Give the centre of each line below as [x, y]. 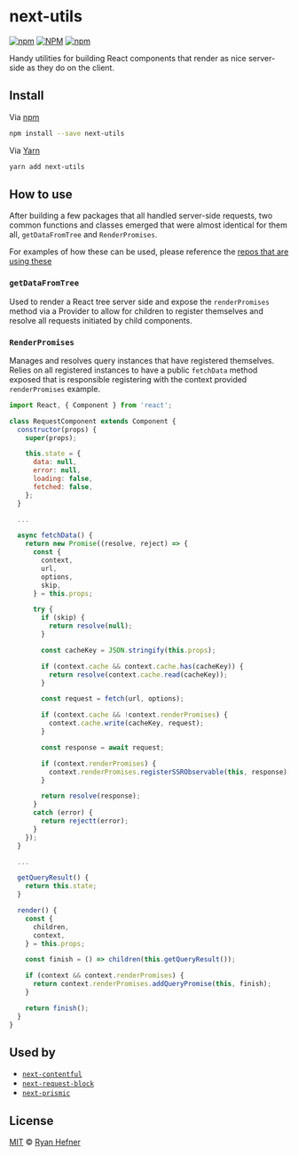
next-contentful [52, 1075]
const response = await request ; [103, 747]
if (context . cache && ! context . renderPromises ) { [134, 715]
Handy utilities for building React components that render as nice [128, 58]
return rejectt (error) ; [85, 821]
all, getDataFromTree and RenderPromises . [83, 235]
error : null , [57, 470]
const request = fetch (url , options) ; [113, 699]
